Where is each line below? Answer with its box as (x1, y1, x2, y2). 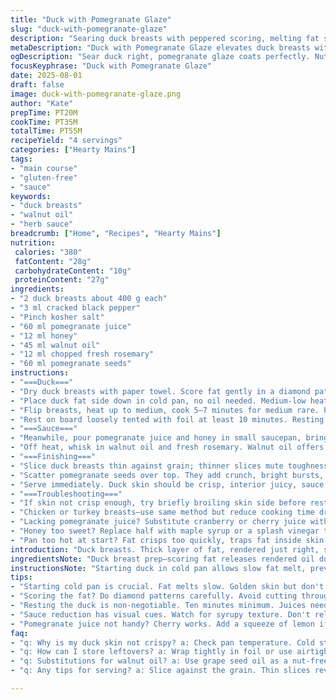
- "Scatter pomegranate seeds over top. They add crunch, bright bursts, (10, 470, 325, 480)
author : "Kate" (10, 98, 74, 108)
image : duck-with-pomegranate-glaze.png (10, 89, 182, 99)
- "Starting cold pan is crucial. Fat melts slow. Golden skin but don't (10, 582, 325, 592)
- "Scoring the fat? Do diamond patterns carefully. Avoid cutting (10, 591, 298, 601)
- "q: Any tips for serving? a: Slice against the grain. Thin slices (10, 666, 311, 676)
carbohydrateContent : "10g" (14, 266, 132, 276)
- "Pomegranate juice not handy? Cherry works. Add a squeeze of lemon (10, 619, 315, 629)
